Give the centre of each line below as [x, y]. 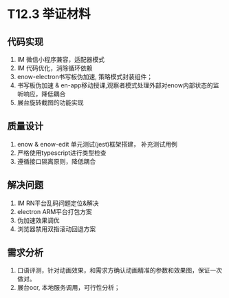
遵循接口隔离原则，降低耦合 [56, 161]
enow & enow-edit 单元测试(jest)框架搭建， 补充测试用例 [97, 144]
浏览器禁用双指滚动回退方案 [56, 228]
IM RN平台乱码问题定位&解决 [58, 203]
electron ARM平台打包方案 [55, 211]
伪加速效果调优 [38, 220]
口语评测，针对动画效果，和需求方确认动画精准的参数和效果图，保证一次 [119, 270]
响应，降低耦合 [44, 94]
